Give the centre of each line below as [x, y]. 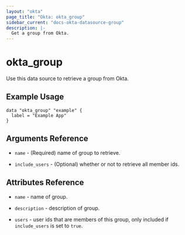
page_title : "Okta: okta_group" [45, 17]
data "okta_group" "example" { [44, 110]
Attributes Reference [45, 183]
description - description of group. [57, 208]
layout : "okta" [25, 11]
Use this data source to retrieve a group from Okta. [67, 79]
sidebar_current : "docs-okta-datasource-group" [65, 22]
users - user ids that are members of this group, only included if [91, 219]
